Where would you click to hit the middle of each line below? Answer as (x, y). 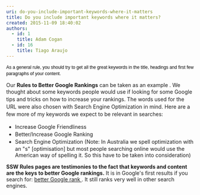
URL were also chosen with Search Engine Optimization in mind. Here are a (98, 107)
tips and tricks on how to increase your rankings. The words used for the (95, 100)
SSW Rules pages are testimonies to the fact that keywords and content (97, 167)
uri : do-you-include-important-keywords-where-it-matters (79, 12)
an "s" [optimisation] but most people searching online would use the (100, 149)
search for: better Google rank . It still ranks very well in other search (90, 179)
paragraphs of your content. (34, 73)
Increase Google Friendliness (51, 127)
